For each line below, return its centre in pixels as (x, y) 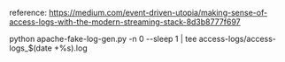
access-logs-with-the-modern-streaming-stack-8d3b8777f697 (125, 22)
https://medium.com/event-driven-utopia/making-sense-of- (158, 13)
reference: (28, 13)
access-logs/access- (238, 39)
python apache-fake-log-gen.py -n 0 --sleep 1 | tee (103, 39)
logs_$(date (31, 48)
